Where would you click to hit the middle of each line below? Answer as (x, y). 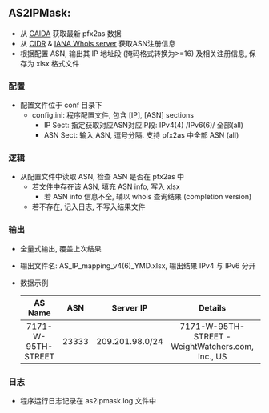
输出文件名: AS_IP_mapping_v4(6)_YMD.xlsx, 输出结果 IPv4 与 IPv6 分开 (138, 265)
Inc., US (212, 356)
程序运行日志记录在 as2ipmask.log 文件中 (88, 401)
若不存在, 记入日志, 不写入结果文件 (88, 206)
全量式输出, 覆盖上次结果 (60, 248)
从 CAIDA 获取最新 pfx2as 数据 (70, 33)
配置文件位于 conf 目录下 (61, 105)
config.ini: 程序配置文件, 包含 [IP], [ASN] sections (113, 115)
